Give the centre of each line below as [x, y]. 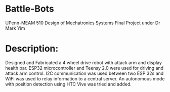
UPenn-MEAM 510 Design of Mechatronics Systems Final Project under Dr [83, 23]
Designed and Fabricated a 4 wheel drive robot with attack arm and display [83, 62]
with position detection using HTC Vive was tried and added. [68, 84]
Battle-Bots [30, 9]
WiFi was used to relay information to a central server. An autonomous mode [85, 78]
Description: [32, 49]
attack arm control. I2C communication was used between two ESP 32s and [84, 73]
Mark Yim [15, 28]
